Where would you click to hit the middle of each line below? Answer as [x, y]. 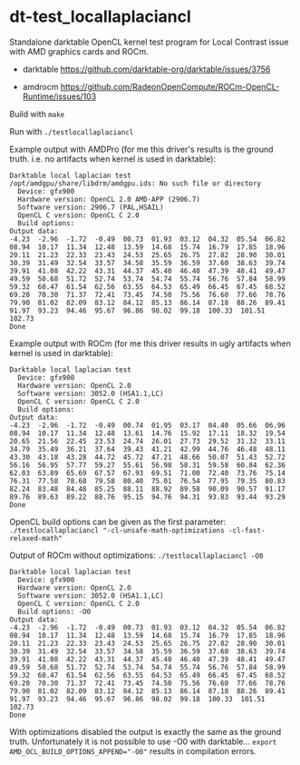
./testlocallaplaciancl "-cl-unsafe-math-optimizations [117, 530]
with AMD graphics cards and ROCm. [79, 51]
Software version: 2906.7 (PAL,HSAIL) [91, 207]
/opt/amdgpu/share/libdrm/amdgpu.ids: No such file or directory [135, 184]
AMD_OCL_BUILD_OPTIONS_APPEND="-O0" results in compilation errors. [133, 750]
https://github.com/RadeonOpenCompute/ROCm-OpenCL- [170, 86]
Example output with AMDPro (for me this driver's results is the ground [141, 149]
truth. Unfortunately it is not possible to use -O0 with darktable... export [143, 741]
